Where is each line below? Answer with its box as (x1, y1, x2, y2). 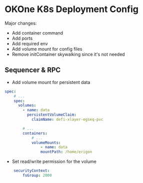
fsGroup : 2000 (22, 173, 52, 178)
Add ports (11, 35, 33, 41)
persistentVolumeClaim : (26, 112, 77, 118)
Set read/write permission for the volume (11, 158, 97, 164)
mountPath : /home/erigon (40, 149, 92, 154)
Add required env (11, 40, 48, 46)
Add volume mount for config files (11, 46, 82, 52)
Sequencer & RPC (4, 66, 61, 74)
